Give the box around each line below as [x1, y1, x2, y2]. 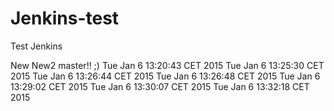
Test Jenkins [10, 40, 63, 52]
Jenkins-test [10, 7, 120, 30]
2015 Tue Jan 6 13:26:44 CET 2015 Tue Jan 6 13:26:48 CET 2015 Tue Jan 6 [10, 70, 321, 82]
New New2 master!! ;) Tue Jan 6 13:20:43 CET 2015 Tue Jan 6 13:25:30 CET [10, 59, 325, 71]
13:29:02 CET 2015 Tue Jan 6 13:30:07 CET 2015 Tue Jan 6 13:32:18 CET [10, 80, 310, 92]
